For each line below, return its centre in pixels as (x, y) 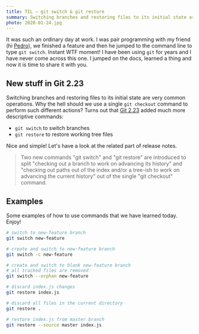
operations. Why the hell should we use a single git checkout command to (97, 104)
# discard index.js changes (41, 287)
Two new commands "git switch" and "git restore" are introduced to (103, 157)
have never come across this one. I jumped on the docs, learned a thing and (99, 58)
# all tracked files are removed (47, 271)
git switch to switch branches (52, 128)
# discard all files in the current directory (65, 303)
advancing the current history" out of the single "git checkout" (97, 176)
